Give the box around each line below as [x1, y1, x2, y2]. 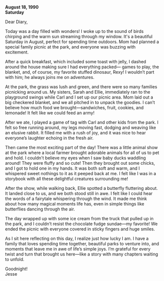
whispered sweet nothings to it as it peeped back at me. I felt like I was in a [5, 171, 157, 176]
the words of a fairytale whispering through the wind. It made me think [5, 196, 147, 202]
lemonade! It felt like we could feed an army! [5, 110, 94, 116]
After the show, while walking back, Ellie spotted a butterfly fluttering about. [5, 185, 158, 191]
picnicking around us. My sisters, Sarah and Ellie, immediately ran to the [5, 89, 150, 95]
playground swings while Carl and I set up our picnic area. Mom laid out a [5, 94, 153, 100]
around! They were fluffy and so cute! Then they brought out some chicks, [5, 160, 155, 166]
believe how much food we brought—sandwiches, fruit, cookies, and [5, 105, 144, 110]
